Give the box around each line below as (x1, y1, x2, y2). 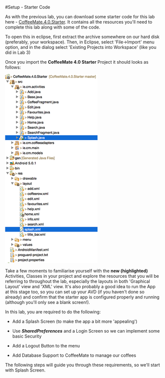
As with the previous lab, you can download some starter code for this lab (5, 14, 155, 19)
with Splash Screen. (5, 367, 46, 373)
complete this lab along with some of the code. (5, 24, 100, 30)
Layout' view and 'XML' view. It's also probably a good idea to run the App (5, 284, 156, 289)
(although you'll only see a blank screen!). (5, 300, 90, 305)
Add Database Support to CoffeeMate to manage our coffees (12, 352, 136, 358)
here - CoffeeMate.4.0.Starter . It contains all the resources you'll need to (5, 19, 153, 25)
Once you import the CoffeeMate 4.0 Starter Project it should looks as (5, 59, 149, 65)
